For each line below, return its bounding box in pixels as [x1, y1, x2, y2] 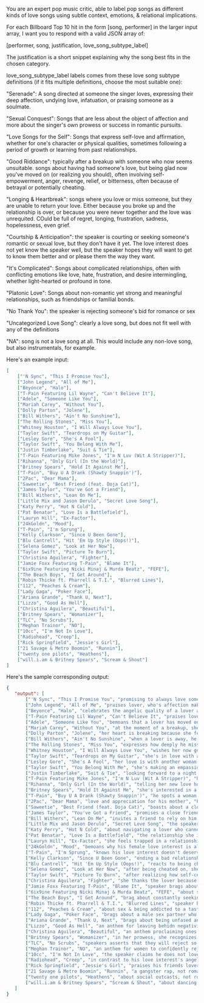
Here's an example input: [6, 356, 69, 363]
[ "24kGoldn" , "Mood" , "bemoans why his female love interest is [25, 843, 191, 849]
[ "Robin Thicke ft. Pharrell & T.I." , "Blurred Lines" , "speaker [25, 900, 194, 907]
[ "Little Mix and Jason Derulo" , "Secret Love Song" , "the [25, 821, 178, 828]
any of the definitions [6, 326, 59, 333]
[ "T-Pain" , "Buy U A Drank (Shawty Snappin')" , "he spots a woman [25, 793, 197, 799]
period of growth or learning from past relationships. [6, 146, 138, 153]
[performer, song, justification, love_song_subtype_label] [6, 42, 149, 49]
